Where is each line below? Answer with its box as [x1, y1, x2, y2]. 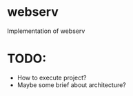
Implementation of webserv [7, 27, 85, 35]
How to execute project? [17, 73, 87, 82]
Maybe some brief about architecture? [17, 80, 126, 89]
